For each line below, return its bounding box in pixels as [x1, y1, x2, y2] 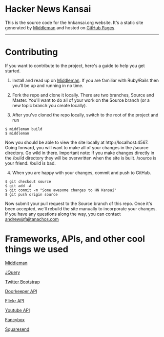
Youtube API [5, 307, 30, 313]
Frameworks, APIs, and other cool [5, 233, 145, 245]
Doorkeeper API [5, 288, 38, 294]
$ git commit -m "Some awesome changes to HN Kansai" [5, 187, 117, 193]
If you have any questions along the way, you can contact [5, 211, 121, 217]
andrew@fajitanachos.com [5, 216, 59, 222]
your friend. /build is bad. [5, 160, 56, 166]
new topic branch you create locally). [12, 102, 87, 108]
